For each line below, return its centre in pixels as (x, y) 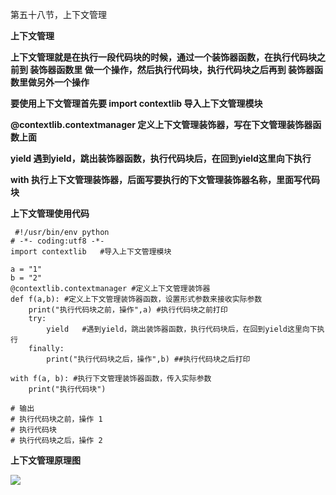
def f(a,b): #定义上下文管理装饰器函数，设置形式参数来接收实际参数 (136, 299)
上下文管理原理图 (45, 460)
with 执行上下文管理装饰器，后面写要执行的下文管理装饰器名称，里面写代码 (165, 179)
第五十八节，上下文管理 (58, 14)
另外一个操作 (63, 82)
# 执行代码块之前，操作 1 (56, 419)
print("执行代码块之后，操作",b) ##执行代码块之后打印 (148, 359)
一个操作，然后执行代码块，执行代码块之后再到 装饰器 (204, 69)
